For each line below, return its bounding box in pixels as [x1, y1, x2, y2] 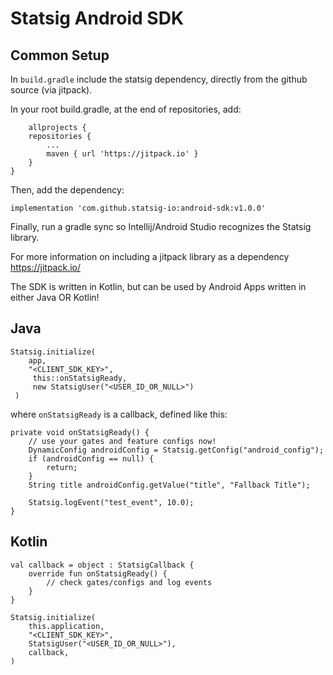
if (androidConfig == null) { [28, 453, 155, 464]
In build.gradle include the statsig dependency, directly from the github [10, 73, 308, 85]
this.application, [28, 621, 105, 631]
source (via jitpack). [10, 84, 93, 96]
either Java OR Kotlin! [10, 292, 100, 303]
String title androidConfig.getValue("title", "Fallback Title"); [28, 480, 311, 490]
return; [46, 462, 78, 472]
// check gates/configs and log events [46, 577, 213, 587]
